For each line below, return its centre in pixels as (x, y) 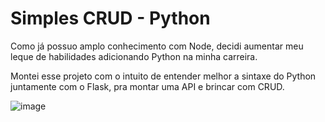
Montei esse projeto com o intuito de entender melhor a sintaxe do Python (163, 76)
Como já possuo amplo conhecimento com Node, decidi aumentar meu (157, 46)
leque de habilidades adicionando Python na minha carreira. (134, 56)
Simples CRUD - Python (110, 18)
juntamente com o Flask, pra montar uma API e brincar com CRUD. (147, 86)
